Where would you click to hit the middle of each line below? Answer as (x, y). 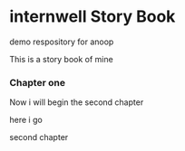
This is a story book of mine (61, 59)
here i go (26, 120)
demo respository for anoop (62, 42)
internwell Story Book (92, 17)
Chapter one (38, 82)
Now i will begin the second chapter (77, 102)
